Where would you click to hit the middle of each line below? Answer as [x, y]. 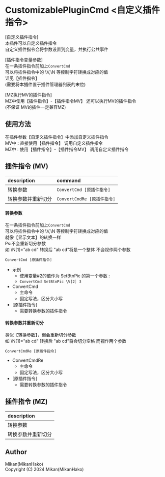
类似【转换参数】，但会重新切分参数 [41, 335]
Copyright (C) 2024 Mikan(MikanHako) [44, 469]
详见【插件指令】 [22, 78]
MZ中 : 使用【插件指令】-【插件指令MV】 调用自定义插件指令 [67, 149]
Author [16, 452]
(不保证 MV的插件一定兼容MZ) [36, 107]
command [69, 180]
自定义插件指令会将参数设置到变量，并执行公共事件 [57, 49]
